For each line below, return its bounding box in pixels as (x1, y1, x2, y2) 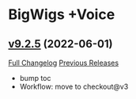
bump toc (19, 74, 51, 82)
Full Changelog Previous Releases (8, 58, 119, 67)
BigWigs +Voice (8, 6, 115, 24)
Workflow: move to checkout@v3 (19, 82, 129, 91)
